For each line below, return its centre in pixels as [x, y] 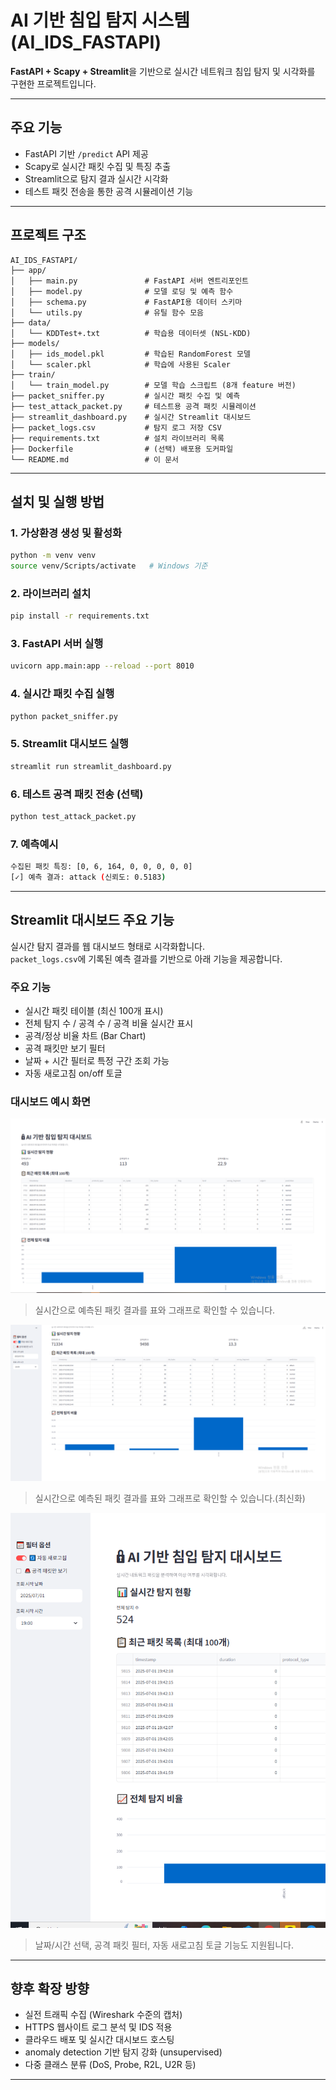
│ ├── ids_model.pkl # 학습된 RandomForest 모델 [131, 354]
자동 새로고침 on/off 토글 [73, 1073]
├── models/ [35, 343]
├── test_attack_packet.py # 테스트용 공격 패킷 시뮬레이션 [133, 406]
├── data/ [31, 322]
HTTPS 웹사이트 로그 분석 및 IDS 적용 [98, 2027]
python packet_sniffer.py [64, 716]
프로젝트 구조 [48, 235]
